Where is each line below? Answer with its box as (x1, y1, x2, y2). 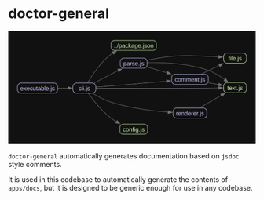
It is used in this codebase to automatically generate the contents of (8, 174, 229, 184)
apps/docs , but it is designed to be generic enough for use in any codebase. (8, 183, 253, 192)
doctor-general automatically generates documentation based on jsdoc (8, 151, 240, 161)
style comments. (8, 159, 62, 169)
